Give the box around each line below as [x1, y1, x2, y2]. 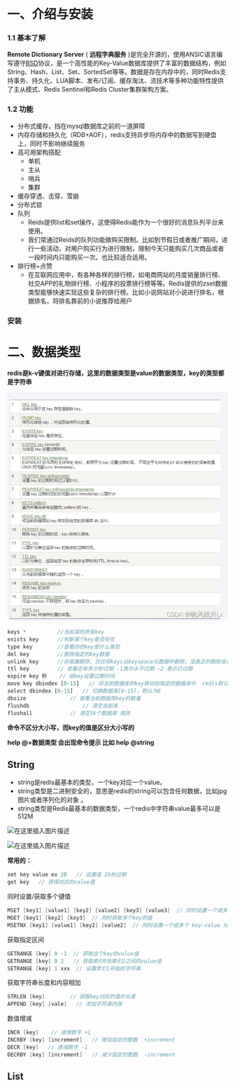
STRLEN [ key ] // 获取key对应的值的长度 [7, 993, 136, 1000]
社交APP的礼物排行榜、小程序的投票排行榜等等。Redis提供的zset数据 [27, 279, 228, 287]
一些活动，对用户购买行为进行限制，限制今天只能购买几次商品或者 [34, 244, 225, 253]
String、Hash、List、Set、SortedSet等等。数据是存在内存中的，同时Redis [7, 68, 220, 76]
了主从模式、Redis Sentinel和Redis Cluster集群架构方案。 [7, 85, 173, 94]
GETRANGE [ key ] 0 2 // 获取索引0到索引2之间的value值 [7, 958, 162, 965]
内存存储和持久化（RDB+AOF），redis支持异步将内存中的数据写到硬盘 [17, 130, 217, 138]
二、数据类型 [7, 344, 82, 360]
